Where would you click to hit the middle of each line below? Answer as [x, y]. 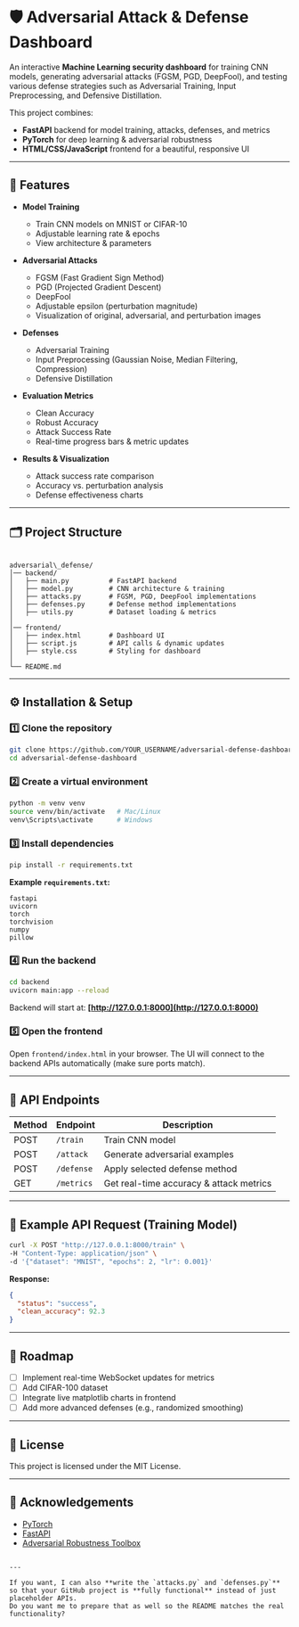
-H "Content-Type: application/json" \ [83, 1253]
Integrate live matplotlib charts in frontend [99, 1398]
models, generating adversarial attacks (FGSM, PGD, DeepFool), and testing [148, 76]
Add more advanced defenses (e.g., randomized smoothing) [133, 1408]
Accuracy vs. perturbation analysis [99, 485]
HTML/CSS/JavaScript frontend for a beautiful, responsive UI [136, 149]
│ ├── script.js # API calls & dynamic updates [117, 643]
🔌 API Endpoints [55, 1100]
